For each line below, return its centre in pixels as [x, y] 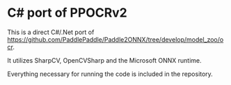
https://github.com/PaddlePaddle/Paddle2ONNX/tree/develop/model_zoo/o [115, 39]
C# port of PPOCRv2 [67, 13]
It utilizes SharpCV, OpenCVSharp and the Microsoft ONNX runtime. [104, 60]
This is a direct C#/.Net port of [51, 32]
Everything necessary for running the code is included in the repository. [110, 74]
